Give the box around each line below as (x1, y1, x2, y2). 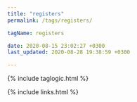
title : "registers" (7, 10, 65, 18)
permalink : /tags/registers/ (7, 17, 93, 24)
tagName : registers (7, 30, 65, 37)
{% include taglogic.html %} (7, 75, 89, 83)
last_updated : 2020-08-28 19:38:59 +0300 (7, 49, 131, 56)
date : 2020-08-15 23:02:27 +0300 (7, 42, 105, 49)
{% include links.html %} (7, 88, 79, 96)
